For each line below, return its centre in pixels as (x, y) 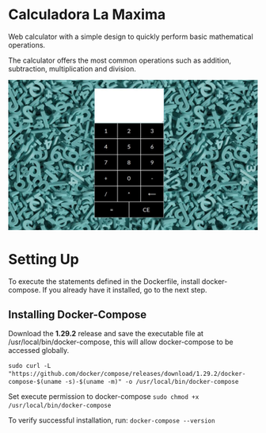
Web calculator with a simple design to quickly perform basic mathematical (131, 36)
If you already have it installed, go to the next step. (125, 289)
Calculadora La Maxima (87, 15)
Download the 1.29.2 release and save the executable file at (106, 334)
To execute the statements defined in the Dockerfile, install (104, 281)
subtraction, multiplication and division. (72, 68)
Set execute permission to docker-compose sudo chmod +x (104, 397)
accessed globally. (39, 351)
